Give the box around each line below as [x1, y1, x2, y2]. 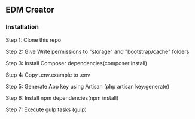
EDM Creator [5, 5, 54, 15]
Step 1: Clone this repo [5, 36, 61, 44]
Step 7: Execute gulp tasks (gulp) [5, 106, 87, 113]
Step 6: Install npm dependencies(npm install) [5, 94, 119, 101]
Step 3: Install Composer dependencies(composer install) [5, 59, 148, 66]
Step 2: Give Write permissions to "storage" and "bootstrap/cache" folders [5, 48, 190, 55]
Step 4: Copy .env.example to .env [5, 71, 90, 78]
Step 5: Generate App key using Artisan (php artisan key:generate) [5, 83, 170, 90]
